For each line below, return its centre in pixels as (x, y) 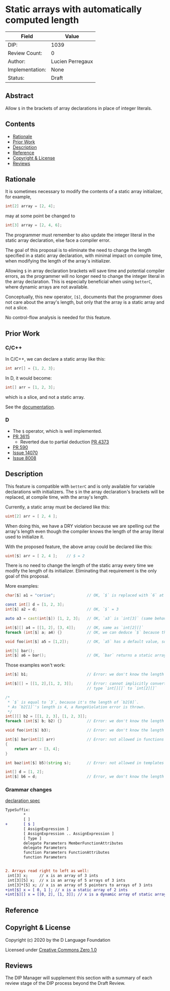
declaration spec (23, 801)
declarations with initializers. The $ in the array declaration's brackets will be (85, 492)
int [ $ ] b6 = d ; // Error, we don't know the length (85, 777)
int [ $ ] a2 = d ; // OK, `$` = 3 (62, 610)
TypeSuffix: (18, 810)
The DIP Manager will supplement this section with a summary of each (79, 978)
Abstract (19, 96)
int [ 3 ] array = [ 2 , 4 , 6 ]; (34, 225)
